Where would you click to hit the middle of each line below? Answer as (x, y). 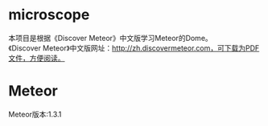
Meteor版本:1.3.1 (35, 114)
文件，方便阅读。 (37, 58)
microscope (49, 15)
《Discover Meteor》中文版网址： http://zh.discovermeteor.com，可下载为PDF (134, 48)
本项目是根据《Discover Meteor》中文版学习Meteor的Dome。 (111, 38)
